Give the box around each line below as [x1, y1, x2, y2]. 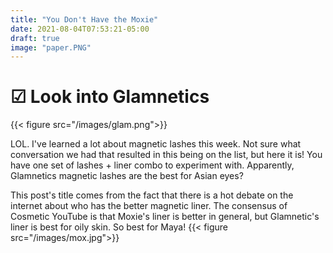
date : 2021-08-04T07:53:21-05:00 [10, 24, 150, 34]
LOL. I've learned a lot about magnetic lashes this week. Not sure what [10, 138, 302, 150]
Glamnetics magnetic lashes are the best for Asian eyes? [10, 170, 244, 182]
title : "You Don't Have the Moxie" [10, 14, 159, 25]
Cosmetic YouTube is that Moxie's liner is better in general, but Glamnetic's [10, 211, 320, 223]
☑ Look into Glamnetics [10, 86, 210, 108]
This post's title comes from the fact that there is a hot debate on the [10, 189, 294, 201]
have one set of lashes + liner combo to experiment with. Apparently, [10, 159, 295, 171]
